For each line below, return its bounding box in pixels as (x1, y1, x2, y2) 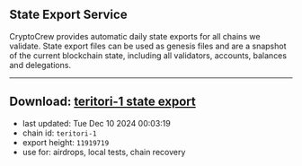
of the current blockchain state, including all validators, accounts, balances (9, 49, 288, 61)
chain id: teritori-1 (22, 127, 97, 138)
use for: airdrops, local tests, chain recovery (22, 146, 186, 157)
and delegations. (9, 59, 72, 70)
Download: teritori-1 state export (9, 94, 196, 109)
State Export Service (9, 7, 128, 22)
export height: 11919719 (22, 136, 110, 147)
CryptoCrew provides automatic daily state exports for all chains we (9, 31, 261, 41)
